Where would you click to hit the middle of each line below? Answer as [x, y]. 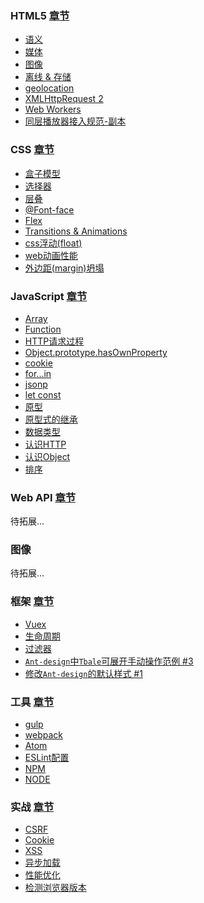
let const [43, 394]
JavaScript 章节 [49, 296]
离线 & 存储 [48, 77]
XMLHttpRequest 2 [64, 99]
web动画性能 [51, 255]
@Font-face [49, 209]
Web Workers [53, 109]
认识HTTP [45, 444]
